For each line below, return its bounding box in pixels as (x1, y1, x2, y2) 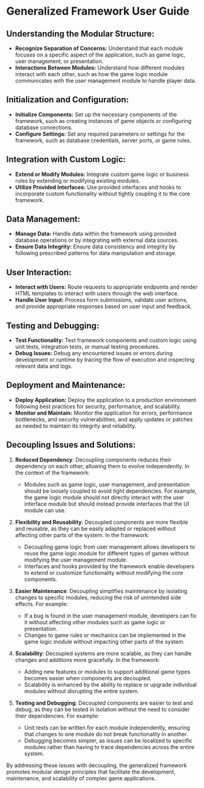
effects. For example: (15, 600, 69, 607)
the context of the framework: (15, 469, 90, 476)
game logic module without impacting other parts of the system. (24, 638, 185, 645)
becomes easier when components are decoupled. (24, 674, 152, 681)
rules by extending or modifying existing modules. (15, 177, 141, 184)
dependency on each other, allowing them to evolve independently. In (15, 462, 189, 470)
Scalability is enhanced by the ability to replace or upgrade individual (24, 681, 197, 688)
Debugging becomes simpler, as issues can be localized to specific (24, 737, 193, 744)
